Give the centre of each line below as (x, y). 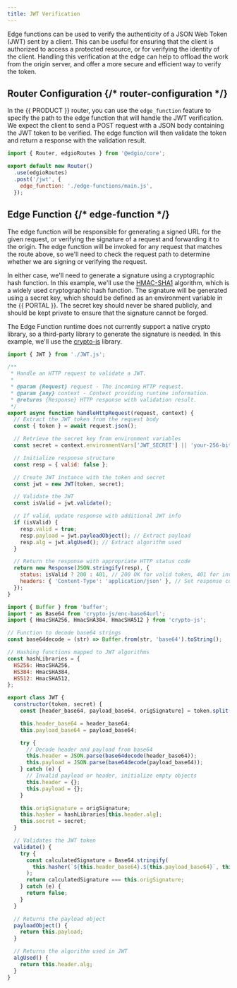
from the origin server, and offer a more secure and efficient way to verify (114, 64)
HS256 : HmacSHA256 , (42, 665)
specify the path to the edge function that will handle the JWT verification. (115, 118)
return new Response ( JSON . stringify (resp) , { (82, 568)
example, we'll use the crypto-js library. (65, 341)
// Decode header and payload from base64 (89, 749)
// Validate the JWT (44, 497)
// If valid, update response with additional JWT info (97, 516)
